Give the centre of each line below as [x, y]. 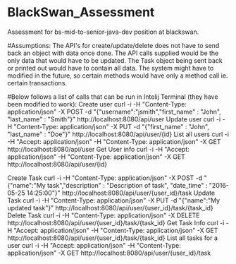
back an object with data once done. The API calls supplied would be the [113, 53]
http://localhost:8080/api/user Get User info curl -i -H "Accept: [99, 149]
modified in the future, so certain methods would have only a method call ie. [118, 76]
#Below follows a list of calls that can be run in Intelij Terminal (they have [113, 97]
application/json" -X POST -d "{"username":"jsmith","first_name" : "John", [114, 112]
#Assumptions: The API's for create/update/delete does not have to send [113, 45]
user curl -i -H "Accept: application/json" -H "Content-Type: [94, 245]
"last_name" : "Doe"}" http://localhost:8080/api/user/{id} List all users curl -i [118, 134]
